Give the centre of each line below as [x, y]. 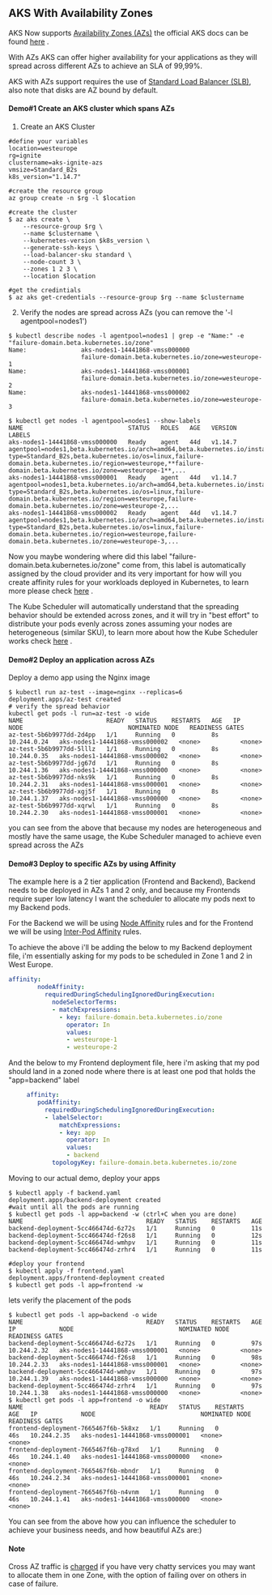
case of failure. [34, 1584]
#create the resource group [56, 191]
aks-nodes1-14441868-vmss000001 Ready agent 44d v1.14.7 [123, 478]
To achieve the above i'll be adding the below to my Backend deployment [130, 948]
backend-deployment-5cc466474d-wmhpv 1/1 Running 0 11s [136, 1243]
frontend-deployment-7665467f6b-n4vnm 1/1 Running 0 [114, 1492]
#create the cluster [43, 213]
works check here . [40, 641]
